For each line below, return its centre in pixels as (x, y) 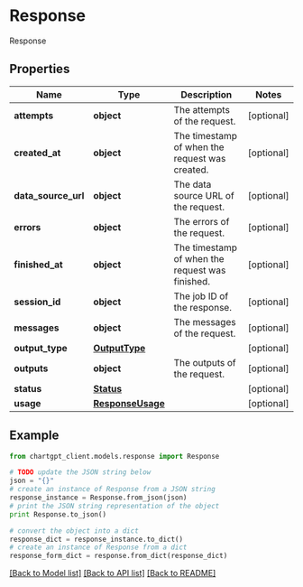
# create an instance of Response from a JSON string (113, 489)
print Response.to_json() (58, 514)
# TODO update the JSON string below (80, 472)
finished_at (38, 265)
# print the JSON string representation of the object (115, 506)
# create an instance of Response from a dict (98, 547)
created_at (37, 153)
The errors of (202, 221)
